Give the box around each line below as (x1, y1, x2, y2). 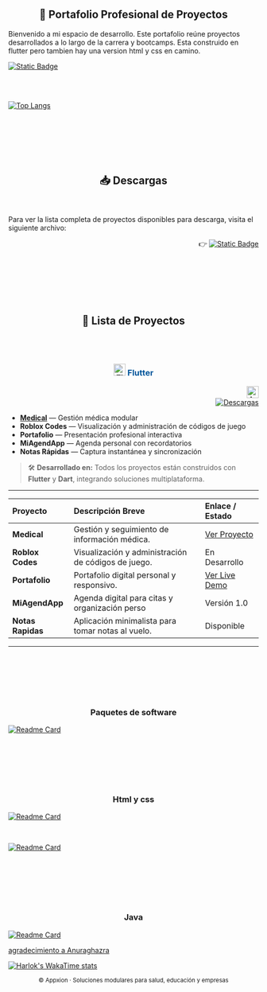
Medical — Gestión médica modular (19, 413, 138, 422)
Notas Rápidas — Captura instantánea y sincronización (19, 446, 202, 456)
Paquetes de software (90, 706, 177, 718)
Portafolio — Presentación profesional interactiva (19, 430, 183, 439)
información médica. (73, 534, 151, 545)
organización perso (73, 602, 146, 613)
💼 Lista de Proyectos (82, 314, 185, 328)
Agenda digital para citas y (73, 592, 173, 603)
